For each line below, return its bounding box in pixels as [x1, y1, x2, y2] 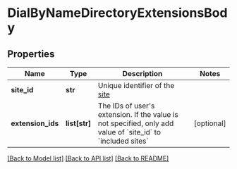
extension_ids [11, 118, 59, 128]
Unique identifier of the [97, 81, 175, 90]
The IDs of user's [97, 101, 155, 111]
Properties [7, 48, 55, 60]
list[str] [66, 118, 92, 128]
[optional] [193, 118, 226, 128]
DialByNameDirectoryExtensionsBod [7, 5, 228, 21]
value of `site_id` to [97, 127, 161, 137]
